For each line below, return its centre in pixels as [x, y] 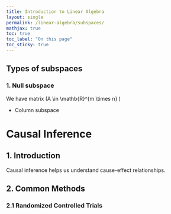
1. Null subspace [30, 85]
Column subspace [37, 110]
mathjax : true [24, 28]
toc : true [18, 34]
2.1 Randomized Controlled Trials [54, 205]
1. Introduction [33, 156]
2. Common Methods [46, 188]
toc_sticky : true [28, 45]
